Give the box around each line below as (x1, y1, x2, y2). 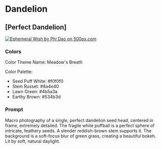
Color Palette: (5, 69, 33, 74)
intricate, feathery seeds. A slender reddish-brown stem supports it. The (5, 127, 152, 133)
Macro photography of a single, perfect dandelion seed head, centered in (5, 117, 154, 123)
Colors (5, 48, 22, 55)
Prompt (5, 106, 24, 113)
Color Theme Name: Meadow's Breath (5, 59, 82, 65)
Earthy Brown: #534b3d (12, 94, 61, 100)
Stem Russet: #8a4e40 (12, 83, 59, 89)
